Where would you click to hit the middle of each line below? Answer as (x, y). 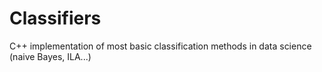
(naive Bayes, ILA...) (50, 56)
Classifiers (55, 18)
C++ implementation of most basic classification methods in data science (160, 46)
